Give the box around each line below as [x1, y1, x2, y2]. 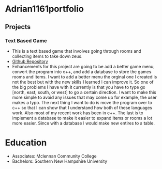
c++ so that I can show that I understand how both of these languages [12, 105, 152, 110]
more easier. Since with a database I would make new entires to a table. [12, 120, 155, 126]
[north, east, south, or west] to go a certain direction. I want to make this [12, 89, 156, 95]
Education [5, 137, 47, 148]
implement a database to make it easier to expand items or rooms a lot [12, 115, 152, 121]
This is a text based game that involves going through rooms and [12, 48, 142, 54]
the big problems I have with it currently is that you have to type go [12, 84, 146, 90]
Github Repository [12, 58, 48, 64]
